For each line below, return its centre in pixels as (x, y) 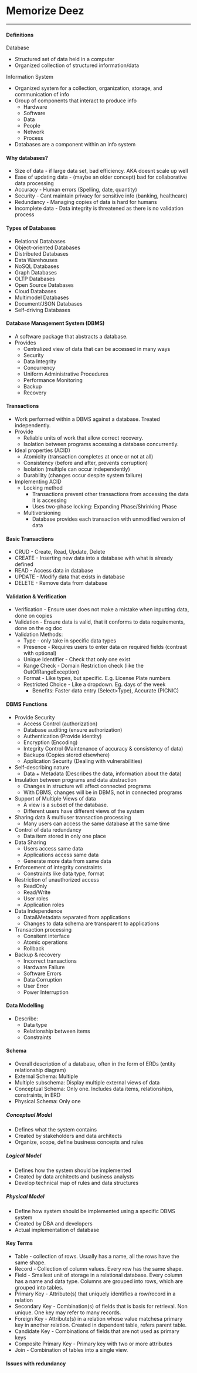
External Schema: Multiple (46, 1076)
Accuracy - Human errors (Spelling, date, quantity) (76, 190)
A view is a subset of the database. (66, 805)
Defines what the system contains (56, 1129)
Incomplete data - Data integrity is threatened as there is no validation (99, 208)
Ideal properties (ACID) (42, 450)
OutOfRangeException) (51, 672)
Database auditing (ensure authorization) (73, 729)
